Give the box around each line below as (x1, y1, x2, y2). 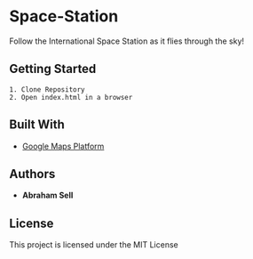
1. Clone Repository (9, 85, 86, 94)
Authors (9, 166, 56, 182)
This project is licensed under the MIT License (9, 239, 179, 250)
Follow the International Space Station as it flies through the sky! (9, 36, 245, 46)
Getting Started (9, 61, 97, 77)
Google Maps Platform (21, 141, 105, 151)
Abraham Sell (21, 190, 74, 201)
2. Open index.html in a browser (9, 93, 133, 101)
